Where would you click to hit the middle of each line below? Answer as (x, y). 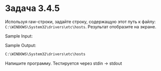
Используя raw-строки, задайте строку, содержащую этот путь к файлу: (80, 22)
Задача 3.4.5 (32, 8)
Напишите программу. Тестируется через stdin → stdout (64, 63)
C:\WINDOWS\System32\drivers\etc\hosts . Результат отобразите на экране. (81, 26)
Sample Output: (21, 45)
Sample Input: (19, 36)
